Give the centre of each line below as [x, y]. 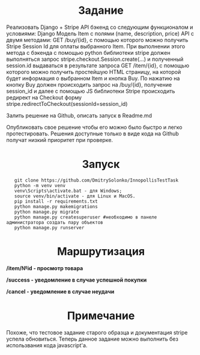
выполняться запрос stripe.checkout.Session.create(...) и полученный [95, 59]
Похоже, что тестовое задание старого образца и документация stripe [97, 332]
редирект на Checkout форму [44, 97]
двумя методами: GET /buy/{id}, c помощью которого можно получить [97, 40]
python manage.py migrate [47, 212]
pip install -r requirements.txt [56, 201]
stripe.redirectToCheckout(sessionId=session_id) [67, 103]
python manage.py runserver [49, 227]
